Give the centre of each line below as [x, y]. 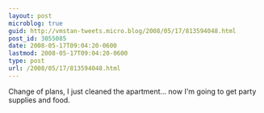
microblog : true [36, 23]
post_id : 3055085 [38, 38]
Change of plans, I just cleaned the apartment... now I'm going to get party [132, 91]
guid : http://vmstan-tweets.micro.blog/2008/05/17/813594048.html [122, 31]
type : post [27, 61]
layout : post [30, 16]
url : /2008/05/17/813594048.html [65, 69]
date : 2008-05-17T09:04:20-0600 [63, 46]
